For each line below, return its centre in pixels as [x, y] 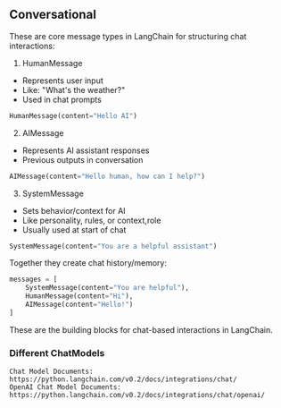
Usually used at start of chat [74, 229]
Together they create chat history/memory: [88, 263]
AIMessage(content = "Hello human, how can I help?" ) [107, 176]
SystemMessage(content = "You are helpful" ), [107, 288]
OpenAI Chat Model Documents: [66, 387]
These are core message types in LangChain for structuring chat [128, 36]
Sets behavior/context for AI [74, 210]
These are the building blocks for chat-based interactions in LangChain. [141, 329]
